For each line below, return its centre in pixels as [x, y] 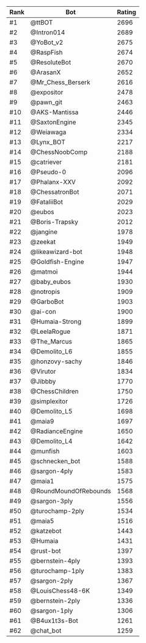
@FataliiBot [46, 202]
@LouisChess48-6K [60, 591]
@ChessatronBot [55, 192]
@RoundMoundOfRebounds [71, 491]
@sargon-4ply [52, 471]
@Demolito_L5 [51, 411]
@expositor [47, 92]
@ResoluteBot [51, 62]
